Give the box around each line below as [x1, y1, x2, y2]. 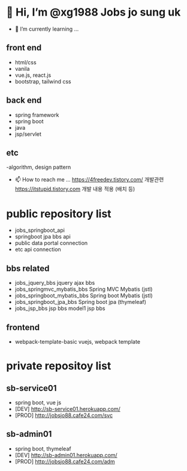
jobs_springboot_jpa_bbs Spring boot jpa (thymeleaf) [14, 299, 147, 306]
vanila [14, 65, 30, 72]
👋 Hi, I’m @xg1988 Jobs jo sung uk [6, 5, 181, 19]
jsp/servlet [14, 130, 42, 138]
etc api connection [14, 246, 61, 253]
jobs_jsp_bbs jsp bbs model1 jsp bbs [14, 305, 105, 312]
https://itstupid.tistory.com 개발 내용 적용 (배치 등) [14, 186, 135, 193]
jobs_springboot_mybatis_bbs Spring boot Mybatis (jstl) [14, 292, 153, 299]
